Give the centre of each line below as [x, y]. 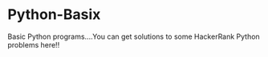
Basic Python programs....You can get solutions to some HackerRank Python [134, 36]
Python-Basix [54, 15]
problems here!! [34, 44]
